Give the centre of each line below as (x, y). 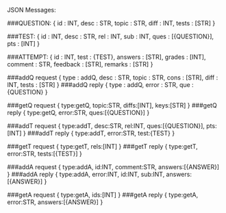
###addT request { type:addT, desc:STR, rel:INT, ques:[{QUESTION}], (106, 126)
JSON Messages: (32, 10)
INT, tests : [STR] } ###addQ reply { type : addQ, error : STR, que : (100, 85)
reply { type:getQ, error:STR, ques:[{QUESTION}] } (78, 113)
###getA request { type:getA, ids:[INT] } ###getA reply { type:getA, (103, 195)
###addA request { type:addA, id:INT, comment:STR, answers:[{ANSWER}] (113, 167)
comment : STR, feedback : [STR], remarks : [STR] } (80, 64)
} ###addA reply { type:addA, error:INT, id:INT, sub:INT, (86, 174)
